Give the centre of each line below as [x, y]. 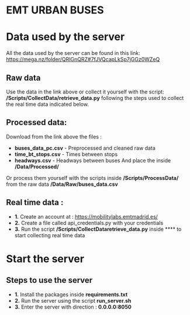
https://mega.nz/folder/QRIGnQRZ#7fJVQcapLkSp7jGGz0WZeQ [83, 60]
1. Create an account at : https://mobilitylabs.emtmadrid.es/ [86, 216]
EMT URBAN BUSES [55, 10]
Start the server [45, 259]
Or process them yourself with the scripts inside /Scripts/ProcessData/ [92, 178]
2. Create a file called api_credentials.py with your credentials [89, 223]
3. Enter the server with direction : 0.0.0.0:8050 [73, 307]
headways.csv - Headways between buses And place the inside [93, 160]
